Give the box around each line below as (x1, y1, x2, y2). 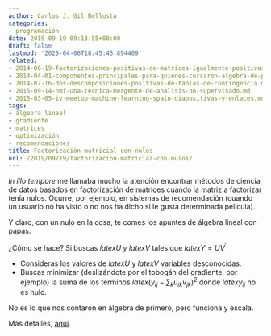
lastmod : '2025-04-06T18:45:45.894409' (8, 49, 143, 57)
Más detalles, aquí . (8, 319, 71, 329)
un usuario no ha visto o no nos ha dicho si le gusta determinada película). (8, 202, 256, 212)
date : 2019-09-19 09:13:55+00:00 (8, 34, 121, 43)
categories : (8, 19, 48, 27)
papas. (8, 226, 31, 236)
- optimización (8, 131, 60, 139)
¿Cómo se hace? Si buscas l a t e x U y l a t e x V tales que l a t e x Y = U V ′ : (8, 242, 228, 252)
